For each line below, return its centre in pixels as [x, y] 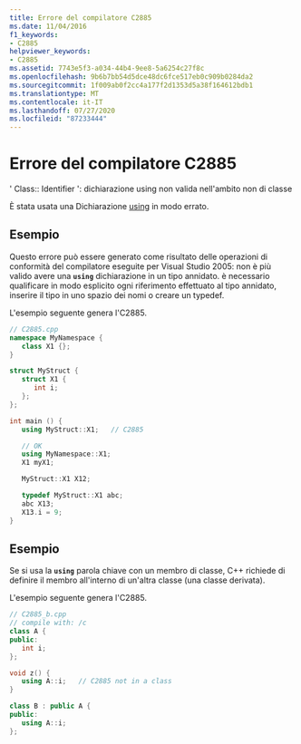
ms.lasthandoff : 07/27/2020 [63, 111]
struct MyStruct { [44, 371]
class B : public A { [50, 706]
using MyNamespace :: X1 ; [66, 454]
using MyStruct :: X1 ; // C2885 [83, 430]
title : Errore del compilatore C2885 [81, 18]
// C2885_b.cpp [38, 614]
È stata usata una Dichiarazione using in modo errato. [109, 207]
